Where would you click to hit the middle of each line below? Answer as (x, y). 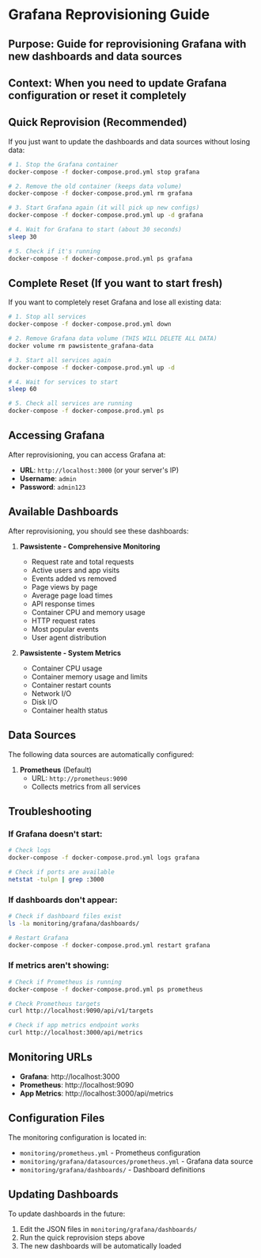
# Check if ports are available (61, 872)
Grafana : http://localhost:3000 (70, 1076)
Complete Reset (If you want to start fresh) (115, 283)
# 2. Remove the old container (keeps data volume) (95, 186)
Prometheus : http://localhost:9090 (77, 1084)
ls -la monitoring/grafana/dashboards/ (74, 923)
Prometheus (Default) (56, 770)
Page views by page (64, 587)
